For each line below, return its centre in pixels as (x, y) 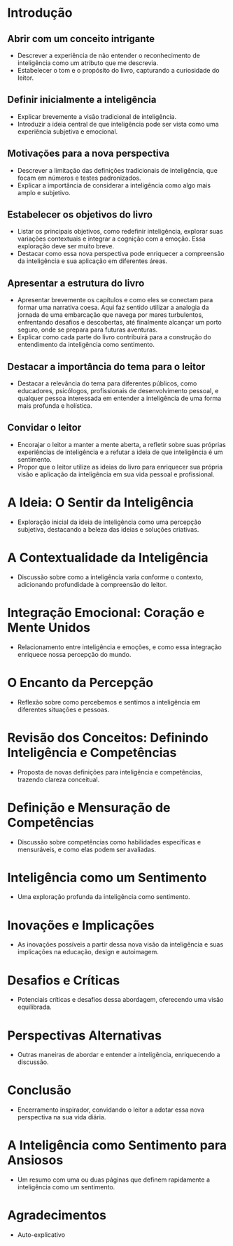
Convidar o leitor (44, 428)
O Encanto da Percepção (80, 682)
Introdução (40, 13)
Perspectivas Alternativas (85, 1035)
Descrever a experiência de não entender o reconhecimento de (109, 55)
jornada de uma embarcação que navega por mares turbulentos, (111, 315)
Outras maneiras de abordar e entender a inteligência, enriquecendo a (119, 1055)
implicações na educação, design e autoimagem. (88, 952)
